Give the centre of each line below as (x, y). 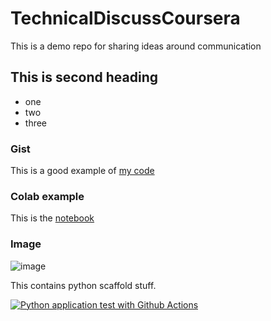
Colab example (47, 196)
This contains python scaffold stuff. (83, 285)
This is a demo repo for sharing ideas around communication (136, 46)
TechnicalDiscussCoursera (125, 18)
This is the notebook (52, 218)
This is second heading (84, 77)
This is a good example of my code (82, 171)
